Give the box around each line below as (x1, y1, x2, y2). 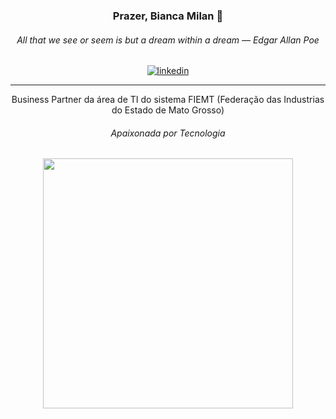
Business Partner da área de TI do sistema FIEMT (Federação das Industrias (11, 94, 325, 106)
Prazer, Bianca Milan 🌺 (112, 9, 224, 23)
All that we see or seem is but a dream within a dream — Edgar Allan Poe (16, 34, 320, 46)
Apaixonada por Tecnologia (110, 127, 226, 139)
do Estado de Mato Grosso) (111, 104, 225, 116)
